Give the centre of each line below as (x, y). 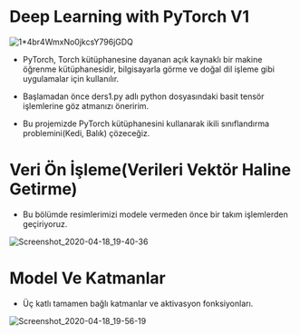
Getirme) (44, 189)
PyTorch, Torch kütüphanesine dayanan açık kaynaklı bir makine (142, 59)
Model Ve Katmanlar (87, 278)
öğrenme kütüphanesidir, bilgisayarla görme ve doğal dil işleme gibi (148, 69)
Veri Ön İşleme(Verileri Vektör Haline (150, 170)
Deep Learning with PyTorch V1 (130, 17)
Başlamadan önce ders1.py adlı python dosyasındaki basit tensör (143, 96)
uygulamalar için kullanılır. (71, 78)
